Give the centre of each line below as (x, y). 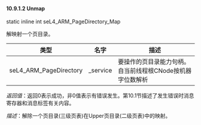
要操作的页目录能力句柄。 (154, 62)
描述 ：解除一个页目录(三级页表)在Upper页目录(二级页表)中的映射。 (89, 116)
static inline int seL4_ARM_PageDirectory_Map (63, 22)
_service (100, 71)
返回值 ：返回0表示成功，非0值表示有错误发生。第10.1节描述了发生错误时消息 (100, 96)
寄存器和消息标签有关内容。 (40, 103)
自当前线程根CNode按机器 (155, 71)
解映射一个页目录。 (30, 34)
